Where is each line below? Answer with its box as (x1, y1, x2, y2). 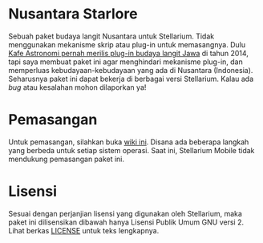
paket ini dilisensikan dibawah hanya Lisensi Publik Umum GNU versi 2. (8, 217, 245, 227)
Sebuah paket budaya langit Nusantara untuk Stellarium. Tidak (8, 31, 215, 41)
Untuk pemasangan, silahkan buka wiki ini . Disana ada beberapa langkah (8, 137, 249, 147)
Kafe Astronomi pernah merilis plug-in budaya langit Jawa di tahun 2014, (8, 48, 249, 58)
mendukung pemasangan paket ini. (8, 154, 125, 164)
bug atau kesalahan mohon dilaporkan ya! (8, 82, 147, 92)
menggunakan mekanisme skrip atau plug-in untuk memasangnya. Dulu (8, 39, 246, 49)
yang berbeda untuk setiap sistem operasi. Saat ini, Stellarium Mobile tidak (8, 145, 255, 155)
